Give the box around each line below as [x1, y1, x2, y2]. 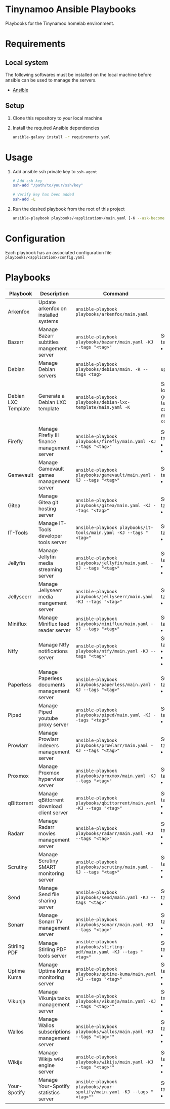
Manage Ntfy [38, 641, 70, 648]
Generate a [38, 392, 65, 399]
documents [38, 681, 65, 688]
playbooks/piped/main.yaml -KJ [75, 712, 151, 718]
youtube [38, 714, 58, 721]
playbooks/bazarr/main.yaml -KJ [75, 339, 153, 345]
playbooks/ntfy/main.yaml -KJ [75, 648, 148, 654]
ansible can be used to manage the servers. [5, 77, 97, 83]
